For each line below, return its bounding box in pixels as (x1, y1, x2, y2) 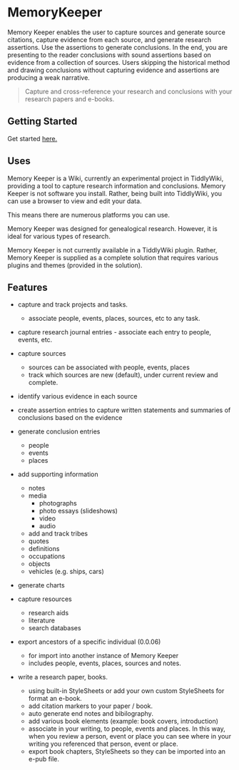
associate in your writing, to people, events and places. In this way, (28, 724, 226, 733)
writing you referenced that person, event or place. (28, 739, 178, 749)
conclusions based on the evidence (17, 414, 123, 422)
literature (28, 616, 56, 625)
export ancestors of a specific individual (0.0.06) (17, 637, 161, 646)
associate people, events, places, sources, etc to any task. (28, 314, 200, 323)
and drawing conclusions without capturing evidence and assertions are (7, 66, 220, 74)
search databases (28, 624, 81, 632)
